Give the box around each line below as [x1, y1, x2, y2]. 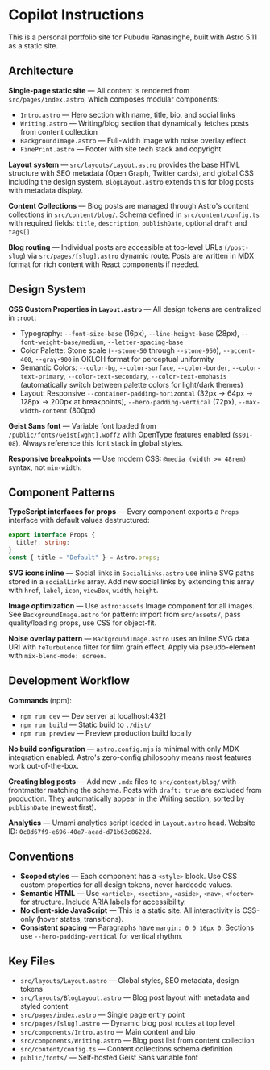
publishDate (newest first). [8, 802, 97, 811]
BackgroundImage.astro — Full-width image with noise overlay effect [19, 135, 247, 145]
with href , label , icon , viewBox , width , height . [8, 585, 159, 595]
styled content [19, 1002, 69, 1011]
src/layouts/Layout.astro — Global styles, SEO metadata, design [19, 976, 239, 985]
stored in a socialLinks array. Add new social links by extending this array [8, 576, 255, 586]
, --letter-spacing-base [103, 337, 184, 346]
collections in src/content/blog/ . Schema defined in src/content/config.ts [8, 209, 260, 219]
